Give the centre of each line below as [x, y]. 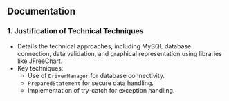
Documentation [42, 11]
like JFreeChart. [40, 61]
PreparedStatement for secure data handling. [91, 83]
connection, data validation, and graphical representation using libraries [120, 53]
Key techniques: [40, 68]
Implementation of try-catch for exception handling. [101, 90]
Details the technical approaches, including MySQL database [104, 46]
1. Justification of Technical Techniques [75, 31]
